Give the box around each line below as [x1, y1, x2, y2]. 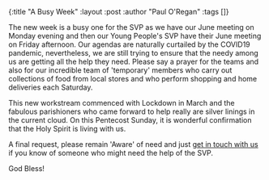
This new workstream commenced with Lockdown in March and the [8, 98, 235, 107]
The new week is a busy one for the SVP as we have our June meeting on [8, 23, 254, 31]
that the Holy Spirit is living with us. [8, 124, 126, 133]
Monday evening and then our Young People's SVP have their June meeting [8, 31, 262, 40]
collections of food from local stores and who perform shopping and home [8, 74, 258, 83]
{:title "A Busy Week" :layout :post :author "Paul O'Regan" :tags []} [8, 7, 229, 16]
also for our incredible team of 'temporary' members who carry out [8, 65, 233, 75]
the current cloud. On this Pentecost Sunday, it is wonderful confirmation [8, 115, 252, 124]
